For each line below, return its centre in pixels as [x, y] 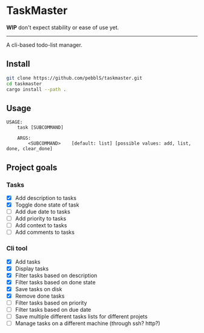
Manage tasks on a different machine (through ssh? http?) [88, 323]
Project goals [32, 167]
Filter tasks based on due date [53, 309]
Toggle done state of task [47, 205]
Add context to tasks [41, 225]
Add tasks [28, 261]
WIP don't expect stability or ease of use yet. [63, 27]
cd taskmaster [24, 84]
